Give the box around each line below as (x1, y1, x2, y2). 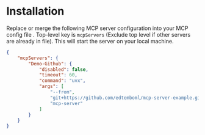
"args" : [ (38, 84, 64, 90)
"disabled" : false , (38, 66, 88, 73)
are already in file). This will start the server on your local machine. (6, 37, 174, 45)
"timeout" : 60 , (38, 72, 78, 78)
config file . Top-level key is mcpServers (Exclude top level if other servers (6, 31, 191, 38)
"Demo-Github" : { (28, 60, 72, 67)
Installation (6, 4, 65, 18)
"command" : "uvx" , (38, 78, 86, 84)
